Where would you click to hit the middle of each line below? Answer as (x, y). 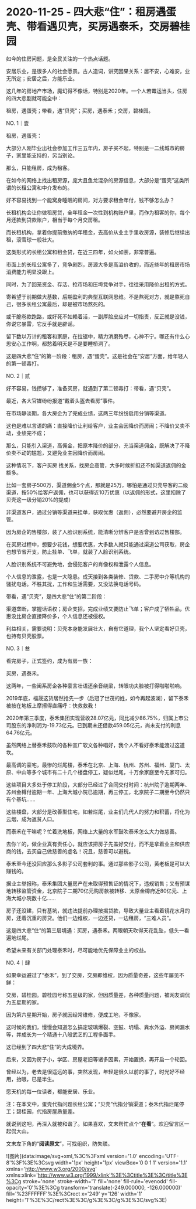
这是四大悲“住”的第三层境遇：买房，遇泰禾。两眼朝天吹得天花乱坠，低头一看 (98, 930)
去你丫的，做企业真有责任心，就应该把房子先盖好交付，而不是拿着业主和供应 (98, 844)
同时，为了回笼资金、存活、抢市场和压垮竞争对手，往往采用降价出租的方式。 (98, 284)
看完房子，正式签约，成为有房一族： (50, 660)
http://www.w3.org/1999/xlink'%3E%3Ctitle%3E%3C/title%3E (113, 1175)
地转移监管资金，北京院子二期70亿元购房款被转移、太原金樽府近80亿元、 (94, 891)
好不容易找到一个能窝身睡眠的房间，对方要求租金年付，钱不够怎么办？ (90, 200)
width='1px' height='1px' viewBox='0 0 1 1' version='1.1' (121, 1162)
